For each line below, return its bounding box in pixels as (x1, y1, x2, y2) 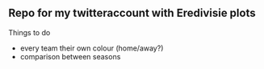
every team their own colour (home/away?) (19, 43, 164, 53)
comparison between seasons (19, 51, 121, 61)
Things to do (8, 27, 51, 37)
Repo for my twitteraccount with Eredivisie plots (8, 6, 256, 20)
